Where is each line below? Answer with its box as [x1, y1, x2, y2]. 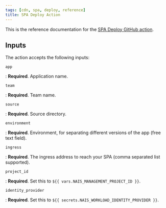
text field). [5, 135, 27, 141]
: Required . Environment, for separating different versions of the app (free [5, 129, 161, 136]
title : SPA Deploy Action [5, 12, 60, 17]
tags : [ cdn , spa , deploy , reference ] [5, 7, 86, 13]
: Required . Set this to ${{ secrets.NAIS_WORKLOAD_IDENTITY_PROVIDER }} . [5, 197, 159, 203]
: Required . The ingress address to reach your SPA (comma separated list [5, 154, 160, 160]
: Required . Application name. [5, 73, 68, 80]
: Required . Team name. [5, 92, 56, 98]
